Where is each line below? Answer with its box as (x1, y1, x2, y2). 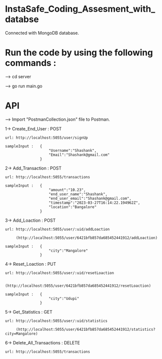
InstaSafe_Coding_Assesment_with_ (5, 3, 156, 15)
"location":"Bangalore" (48, 204, 97, 210)
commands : (5, 58, 56, 69)
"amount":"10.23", (48, 187, 86, 192)
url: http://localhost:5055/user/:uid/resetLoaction (5, 270, 114, 275)
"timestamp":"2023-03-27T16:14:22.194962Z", (48, 200, 140, 205)
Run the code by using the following (5, 47, 153, 58)
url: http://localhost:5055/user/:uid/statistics (5, 318, 108, 323)
